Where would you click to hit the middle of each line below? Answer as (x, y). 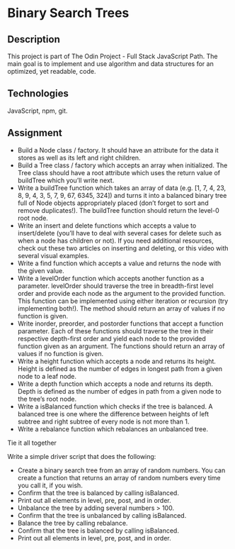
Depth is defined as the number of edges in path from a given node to (119, 391)
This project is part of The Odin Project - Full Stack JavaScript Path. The (113, 56)
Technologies (38, 94)
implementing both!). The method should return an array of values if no (121, 308)
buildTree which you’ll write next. (66, 180)
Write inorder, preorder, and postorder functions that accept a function (120, 323)
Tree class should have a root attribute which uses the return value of (119, 172)
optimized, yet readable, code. (52, 71)
